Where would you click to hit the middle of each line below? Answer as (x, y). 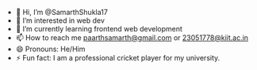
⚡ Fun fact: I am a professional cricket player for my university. (118, 58)
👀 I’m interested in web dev (60, 20)
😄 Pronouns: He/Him (50, 49)
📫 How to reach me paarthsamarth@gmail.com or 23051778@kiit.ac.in (132, 38)
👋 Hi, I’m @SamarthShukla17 (62, 12)
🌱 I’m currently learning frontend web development (99, 29)
